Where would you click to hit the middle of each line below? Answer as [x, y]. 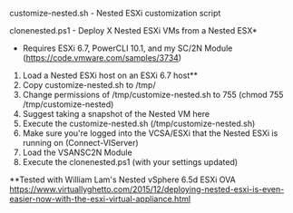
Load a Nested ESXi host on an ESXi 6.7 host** [110, 75]
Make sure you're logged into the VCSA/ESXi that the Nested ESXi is [150, 133]
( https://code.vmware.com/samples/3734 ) [102, 58]
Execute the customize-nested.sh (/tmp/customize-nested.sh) [139, 123]
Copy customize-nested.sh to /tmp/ [89, 85]
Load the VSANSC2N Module [78, 152]
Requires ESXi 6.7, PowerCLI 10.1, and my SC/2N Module [127, 48]
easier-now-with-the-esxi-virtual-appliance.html [100, 199]
